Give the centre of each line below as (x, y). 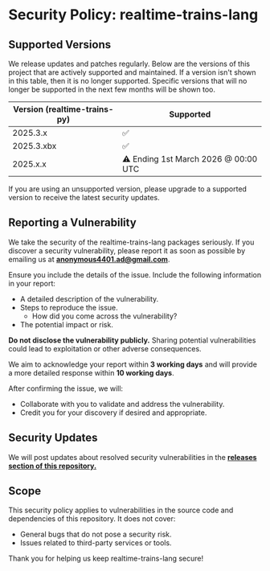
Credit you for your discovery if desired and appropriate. (113, 413)
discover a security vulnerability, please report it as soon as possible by (127, 250)
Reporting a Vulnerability (72, 223)
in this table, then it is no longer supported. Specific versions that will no (128, 81)
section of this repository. (53, 466)
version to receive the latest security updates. (84, 197)
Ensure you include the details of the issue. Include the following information (135, 274)
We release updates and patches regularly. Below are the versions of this (129, 64)
